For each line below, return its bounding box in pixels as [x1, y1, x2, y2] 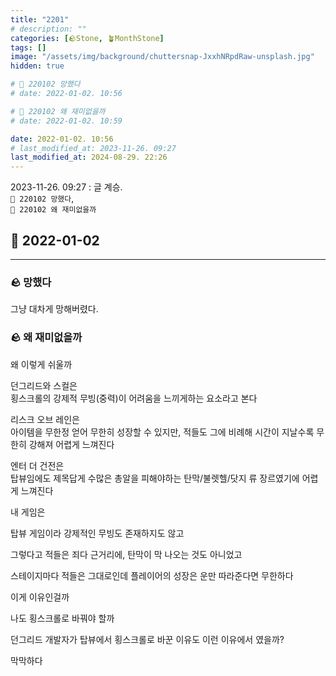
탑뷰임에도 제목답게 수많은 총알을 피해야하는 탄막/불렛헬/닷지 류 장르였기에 [10, 472, 300, 484]
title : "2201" [10, 14, 70, 25]
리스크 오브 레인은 [10, 413, 80, 425]
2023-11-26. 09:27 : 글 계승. [10, 181, 123, 193]
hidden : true [10, 61, 65, 71]
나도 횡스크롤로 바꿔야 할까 [10, 612, 115, 624]
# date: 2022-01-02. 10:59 [10, 116, 123, 126]
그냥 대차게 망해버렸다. [10, 303, 99, 315]
